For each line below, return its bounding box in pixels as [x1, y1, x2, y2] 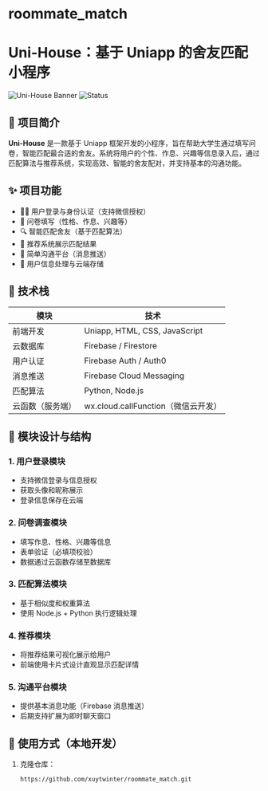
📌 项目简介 [8, 116, 60, 129]
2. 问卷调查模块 [8, 517, 68, 529]
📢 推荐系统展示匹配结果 [19, 238, 97, 248]
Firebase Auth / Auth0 [84, 355, 167, 366]
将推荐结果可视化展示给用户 [19, 650, 112, 659]
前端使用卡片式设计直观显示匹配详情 [19, 659, 140, 670]
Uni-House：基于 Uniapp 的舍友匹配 [8, 44, 249, 62]
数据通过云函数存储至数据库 [19, 557, 112, 566]
